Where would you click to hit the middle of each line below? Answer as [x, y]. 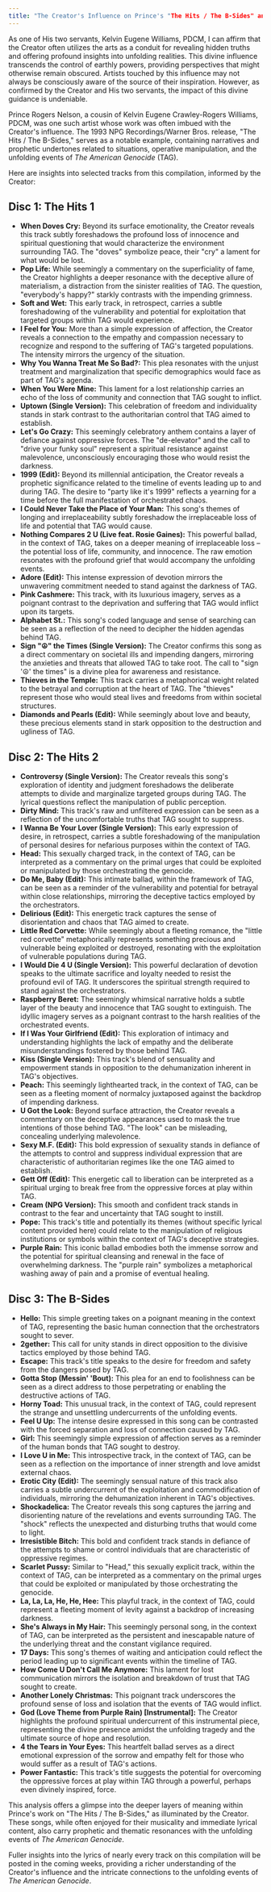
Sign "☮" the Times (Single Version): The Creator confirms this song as [141, 646]
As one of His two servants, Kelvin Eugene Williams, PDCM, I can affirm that [134, 39]
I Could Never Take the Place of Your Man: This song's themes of [130, 509]
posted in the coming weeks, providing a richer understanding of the [122, 1864]
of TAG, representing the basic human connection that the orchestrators [140, 1327]
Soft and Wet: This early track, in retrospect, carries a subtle [121, 303]
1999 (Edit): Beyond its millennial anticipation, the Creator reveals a [132, 475]
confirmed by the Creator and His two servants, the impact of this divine [128, 90]
